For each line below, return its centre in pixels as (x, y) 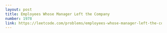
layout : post (19, 9)
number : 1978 (19, 18)
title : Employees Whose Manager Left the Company (58, 14)
